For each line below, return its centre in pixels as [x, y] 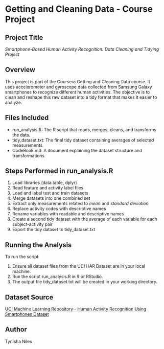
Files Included [27, 118]
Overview [20, 70]
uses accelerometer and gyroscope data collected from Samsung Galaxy [79, 87]
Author [16, 330]
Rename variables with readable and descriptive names [68, 214]
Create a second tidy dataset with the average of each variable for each [85, 219]
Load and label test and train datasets [50, 193]
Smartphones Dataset [27, 314]
